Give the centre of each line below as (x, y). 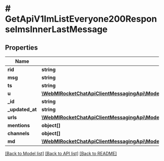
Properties (21, 47)
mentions (19, 125)
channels (19, 133)
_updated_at (22, 109)
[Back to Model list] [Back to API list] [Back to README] (61, 153)
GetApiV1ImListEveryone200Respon (81, 19)
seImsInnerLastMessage (56, 29)
